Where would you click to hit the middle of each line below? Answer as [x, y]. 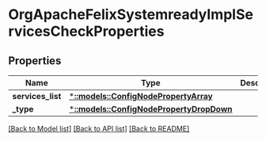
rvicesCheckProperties [86, 31]
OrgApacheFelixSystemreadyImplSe [131, 15]
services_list [37, 96]
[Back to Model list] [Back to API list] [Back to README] [99, 129]
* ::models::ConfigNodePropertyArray [141, 96]
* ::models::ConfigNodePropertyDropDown [150, 109]
